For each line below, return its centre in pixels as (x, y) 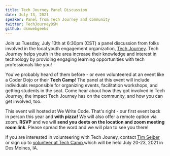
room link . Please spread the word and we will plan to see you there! (77, 128)
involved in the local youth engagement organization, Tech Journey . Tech (82, 49)
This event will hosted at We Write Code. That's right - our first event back (83, 111)
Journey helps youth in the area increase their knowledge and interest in (81, 54)
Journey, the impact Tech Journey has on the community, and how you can (84, 96)
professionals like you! (29, 65)
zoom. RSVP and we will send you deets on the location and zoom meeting (85, 122)
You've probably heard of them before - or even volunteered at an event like (85, 74)
